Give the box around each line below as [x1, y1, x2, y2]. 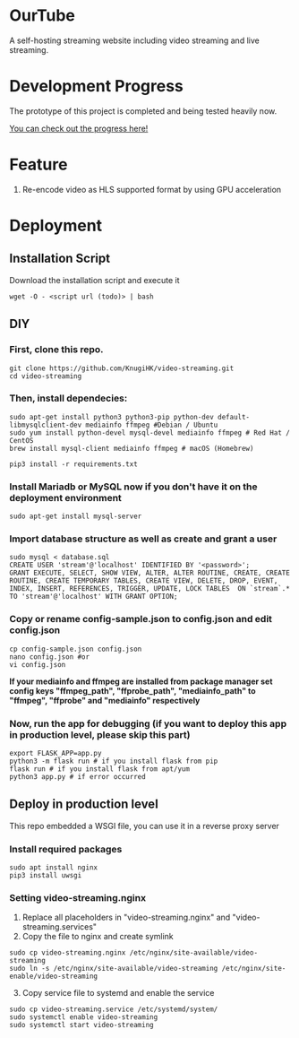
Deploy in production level [9, 797, 158, 812]
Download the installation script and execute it [9, 274, 181, 285]
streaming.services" [21, 921, 97, 932]
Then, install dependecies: [9, 392, 128, 404]
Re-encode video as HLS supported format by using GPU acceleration [21, 184, 282, 195]
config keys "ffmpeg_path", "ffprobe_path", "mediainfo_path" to [9, 685, 257, 696]
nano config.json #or [9, 652, 90, 662]
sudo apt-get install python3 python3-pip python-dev [9, 412, 215, 421]
